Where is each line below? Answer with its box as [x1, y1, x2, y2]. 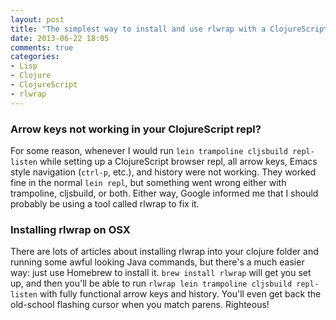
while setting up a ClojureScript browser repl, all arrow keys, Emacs [39, 155, 318, 167]
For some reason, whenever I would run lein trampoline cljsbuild [10, 144, 288, 156]
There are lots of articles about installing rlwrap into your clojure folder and [10, 246, 319, 258]
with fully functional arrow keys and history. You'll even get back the [39, 288, 322, 300]
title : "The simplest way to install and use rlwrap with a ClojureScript [10, 24, 329, 34]
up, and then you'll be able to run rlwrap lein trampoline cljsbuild [10, 277, 293, 290]
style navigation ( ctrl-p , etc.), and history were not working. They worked [10, 166, 317, 178]
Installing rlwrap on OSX [10, 222, 131, 236]
